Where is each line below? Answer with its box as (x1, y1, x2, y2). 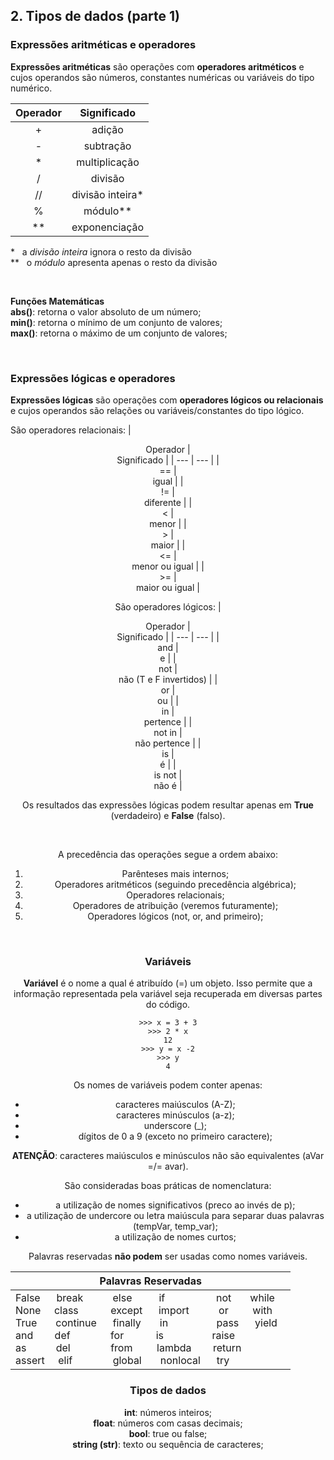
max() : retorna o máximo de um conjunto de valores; (10, 327, 228, 339)
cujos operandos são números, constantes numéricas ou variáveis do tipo (10, 71, 315, 83)
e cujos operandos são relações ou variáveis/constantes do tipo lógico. (10, 404, 305, 416)
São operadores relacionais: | (10, 424, 132, 436)
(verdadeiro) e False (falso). (110, 809, 226, 821)
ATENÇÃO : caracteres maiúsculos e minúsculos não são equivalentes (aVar (11, 1150, 325, 1162)
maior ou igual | (136, 581, 200, 593)
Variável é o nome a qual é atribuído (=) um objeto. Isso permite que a (23, 977, 313, 989)
